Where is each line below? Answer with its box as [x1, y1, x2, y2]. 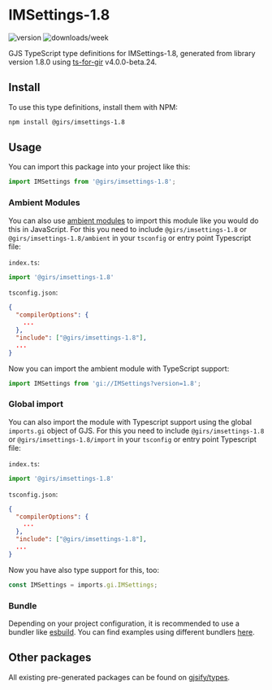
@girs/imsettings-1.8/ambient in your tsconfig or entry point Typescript [8, 233, 252, 242]
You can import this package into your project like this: [8, 162, 191, 172]
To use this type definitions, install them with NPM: [8, 102, 179, 111]
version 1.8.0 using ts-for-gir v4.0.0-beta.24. [8, 57, 158, 67]
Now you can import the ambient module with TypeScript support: [8, 364, 230, 373]
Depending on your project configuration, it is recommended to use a [8, 618, 240, 628]
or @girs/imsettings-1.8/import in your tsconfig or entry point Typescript [8, 434, 257, 444]
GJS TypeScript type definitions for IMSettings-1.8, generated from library [8, 48, 256, 58]
